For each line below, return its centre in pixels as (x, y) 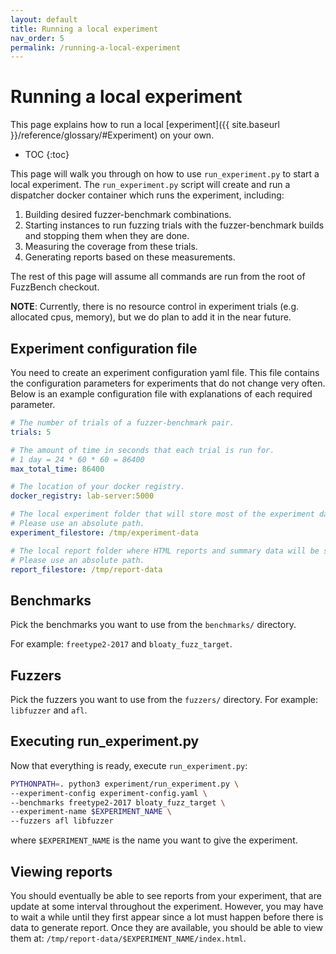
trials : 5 (31, 432)
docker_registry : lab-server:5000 (82, 496)
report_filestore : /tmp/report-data (86, 569)
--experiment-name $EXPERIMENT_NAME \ (91, 812)
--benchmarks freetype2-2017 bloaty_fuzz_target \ (118, 802)
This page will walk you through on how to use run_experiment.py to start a (165, 174)
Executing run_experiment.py (105, 741)
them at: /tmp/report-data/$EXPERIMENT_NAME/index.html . (128, 938)
